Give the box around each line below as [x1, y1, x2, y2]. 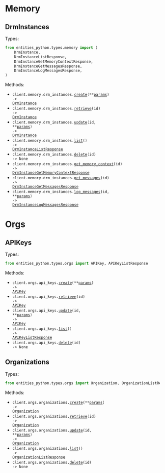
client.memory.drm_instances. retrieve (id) [12, 106, 101, 111]
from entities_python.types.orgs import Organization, [5, 381, 120, 386]
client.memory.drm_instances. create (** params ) [12, 92, 110, 97]
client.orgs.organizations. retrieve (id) [12, 414, 96, 419]
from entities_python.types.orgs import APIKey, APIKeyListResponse [5, 261, 148, 266]
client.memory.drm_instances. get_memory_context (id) [12, 161, 123, 167]
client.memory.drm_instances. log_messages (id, [12, 190, 110, 195]
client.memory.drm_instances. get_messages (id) [12, 176, 110, 181]
